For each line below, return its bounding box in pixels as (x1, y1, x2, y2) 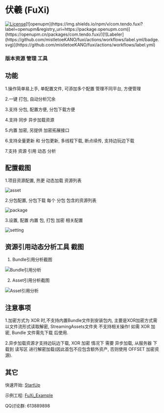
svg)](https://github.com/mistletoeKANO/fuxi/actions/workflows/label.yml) (5, 42, 156, 48)
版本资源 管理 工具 (5, 55, 48, 62)
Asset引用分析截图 (12, 277, 50, 283)
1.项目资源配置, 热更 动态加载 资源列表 (5, 177, 82, 184)
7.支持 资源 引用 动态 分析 (5, 148, 56, 154)
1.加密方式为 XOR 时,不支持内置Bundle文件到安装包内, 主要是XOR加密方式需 (5, 317, 158, 323)
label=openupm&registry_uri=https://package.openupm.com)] (5, 26, 131, 32)
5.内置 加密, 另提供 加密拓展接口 (5, 127, 70, 133)
